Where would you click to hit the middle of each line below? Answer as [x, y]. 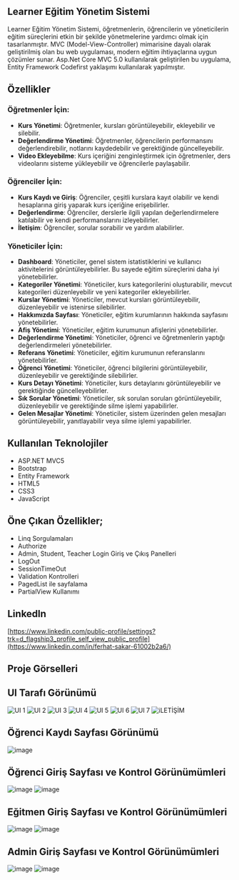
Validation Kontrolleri [48, 576]
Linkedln [27, 614]
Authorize [32, 546]
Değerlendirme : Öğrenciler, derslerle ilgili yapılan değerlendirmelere [118, 212]
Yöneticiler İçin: [35, 246]
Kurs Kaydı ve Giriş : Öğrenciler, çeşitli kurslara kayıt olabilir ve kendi [118, 197]
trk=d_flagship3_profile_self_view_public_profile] [79, 639]
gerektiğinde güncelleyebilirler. [63, 391]
